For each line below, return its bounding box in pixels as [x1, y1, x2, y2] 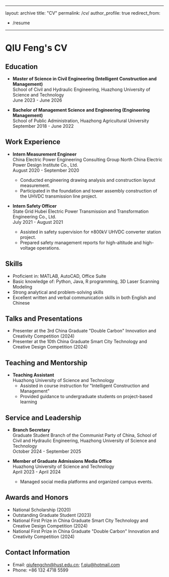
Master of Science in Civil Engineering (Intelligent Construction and [12, 76, 157, 81]
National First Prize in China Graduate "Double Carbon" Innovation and [12, 528, 159, 534]
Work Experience [5, 137, 61, 147]
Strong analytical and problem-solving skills [12, 289, 104, 295]
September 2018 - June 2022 [12, 123, 74, 129]
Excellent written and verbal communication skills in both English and [12, 294, 156, 301]
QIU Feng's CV [5, 42, 68, 54]
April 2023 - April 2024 [12, 469, 61, 475]
